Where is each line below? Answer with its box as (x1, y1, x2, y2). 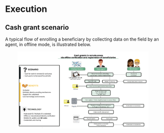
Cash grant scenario (5, 23, 69, 32)
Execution (5, 3, 47, 15)
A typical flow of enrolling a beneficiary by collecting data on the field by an (5, 36, 159, 42)
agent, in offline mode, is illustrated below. (5, 42, 91, 47)
